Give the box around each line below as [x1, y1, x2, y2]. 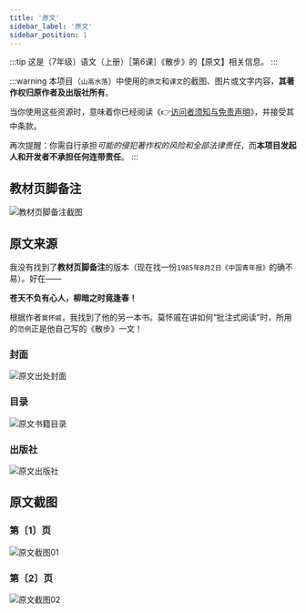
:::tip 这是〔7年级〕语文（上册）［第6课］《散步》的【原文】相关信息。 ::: [9, 56, 279, 67]
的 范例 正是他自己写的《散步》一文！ [9, 323, 143, 333]
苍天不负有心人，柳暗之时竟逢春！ [9, 292, 138, 303]
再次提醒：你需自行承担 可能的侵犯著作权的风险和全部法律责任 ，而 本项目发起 [9, 140, 297, 151]
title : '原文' [9, 13, 61, 23]
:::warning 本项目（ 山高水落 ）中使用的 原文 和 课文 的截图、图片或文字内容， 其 [9, 76, 287, 87]
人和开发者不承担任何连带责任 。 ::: [9, 151, 139, 162]
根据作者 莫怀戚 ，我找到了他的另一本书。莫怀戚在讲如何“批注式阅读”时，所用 [9, 312, 293, 322]
